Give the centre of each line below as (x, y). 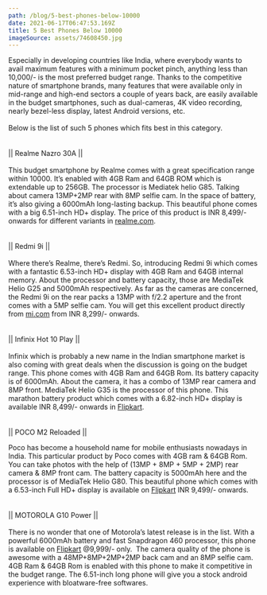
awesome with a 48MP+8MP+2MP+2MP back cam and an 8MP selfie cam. (131, 558)
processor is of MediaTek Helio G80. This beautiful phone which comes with (133, 481)
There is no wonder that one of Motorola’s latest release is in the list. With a (132, 532)
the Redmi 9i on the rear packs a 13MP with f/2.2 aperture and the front (125, 297)
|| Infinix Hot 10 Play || (44, 340)
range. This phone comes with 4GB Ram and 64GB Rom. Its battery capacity (133, 373)
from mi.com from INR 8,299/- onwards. (74, 314)
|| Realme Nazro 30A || (46, 154)
